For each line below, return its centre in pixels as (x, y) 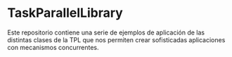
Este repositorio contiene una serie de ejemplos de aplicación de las (106, 32)
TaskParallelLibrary (65, 13)
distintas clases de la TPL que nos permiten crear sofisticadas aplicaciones (116, 39)
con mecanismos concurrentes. (53, 47)
